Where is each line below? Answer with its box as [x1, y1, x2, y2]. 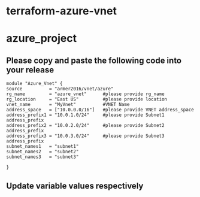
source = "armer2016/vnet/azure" [6, 86, 114, 92]
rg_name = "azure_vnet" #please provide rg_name [6, 91, 165, 97]
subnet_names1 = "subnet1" [6, 144, 79, 150]
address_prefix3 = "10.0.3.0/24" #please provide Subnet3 [6, 133, 165, 139]
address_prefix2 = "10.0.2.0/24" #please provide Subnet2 [6, 123, 165, 129]
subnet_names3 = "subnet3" [6, 154, 79, 160]
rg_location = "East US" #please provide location [6, 96, 168, 102]
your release [6, 65, 54, 75]
